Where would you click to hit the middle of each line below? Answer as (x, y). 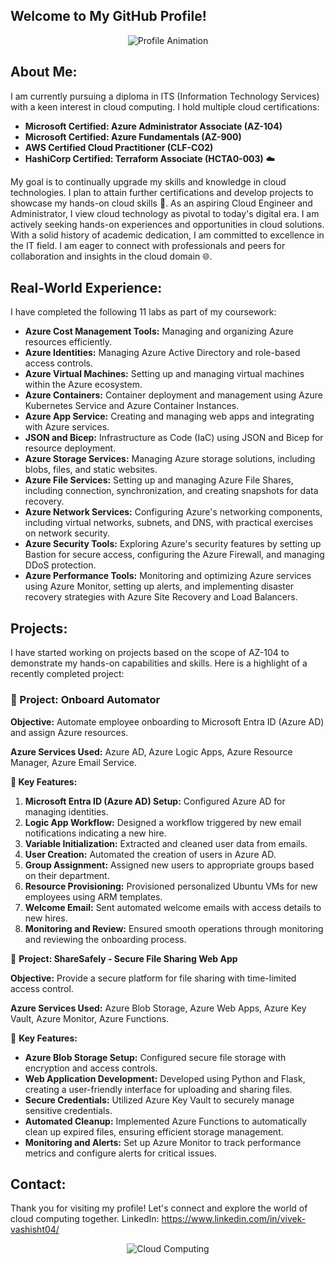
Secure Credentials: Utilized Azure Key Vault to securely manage (159, 1100)
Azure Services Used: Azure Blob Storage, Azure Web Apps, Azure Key (158, 1008)
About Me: (44, 72)
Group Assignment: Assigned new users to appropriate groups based (169, 865)
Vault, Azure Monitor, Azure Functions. (90, 1018)
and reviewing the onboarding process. (105, 939)
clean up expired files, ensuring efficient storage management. (154, 1131)
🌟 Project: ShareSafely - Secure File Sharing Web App (124, 958)
